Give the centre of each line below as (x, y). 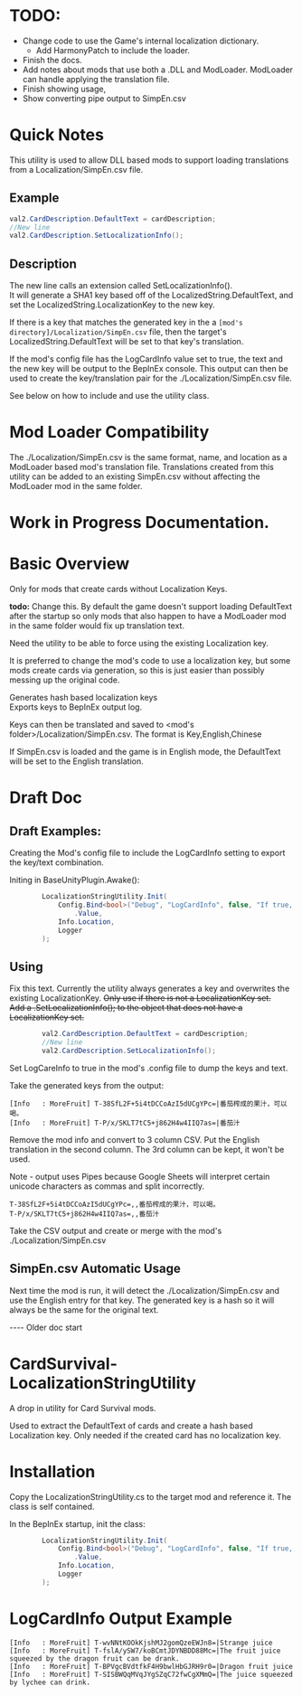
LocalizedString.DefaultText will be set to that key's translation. (127, 342)
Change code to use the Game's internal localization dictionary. (141, 41)
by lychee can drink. (50, 1682)
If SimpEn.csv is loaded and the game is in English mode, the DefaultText (145, 752)
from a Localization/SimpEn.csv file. (76, 169)
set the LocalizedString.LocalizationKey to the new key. (112, 305)
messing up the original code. (65, 680)
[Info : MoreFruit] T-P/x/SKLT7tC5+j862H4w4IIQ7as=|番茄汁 (125, 1123)
